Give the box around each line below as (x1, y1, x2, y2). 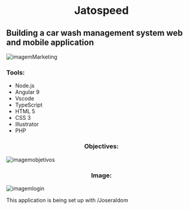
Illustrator (14, 120, 39, 128)
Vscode (14, 95, 34, 102)
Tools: (6, 68, 25, 76)
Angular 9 (14, 88, 40, 96)
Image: (91, 171, 112, 179)
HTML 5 (14, 108, 36, 115)
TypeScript (14, 101, 43, 109)
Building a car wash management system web (6, 28, 183, 38)
